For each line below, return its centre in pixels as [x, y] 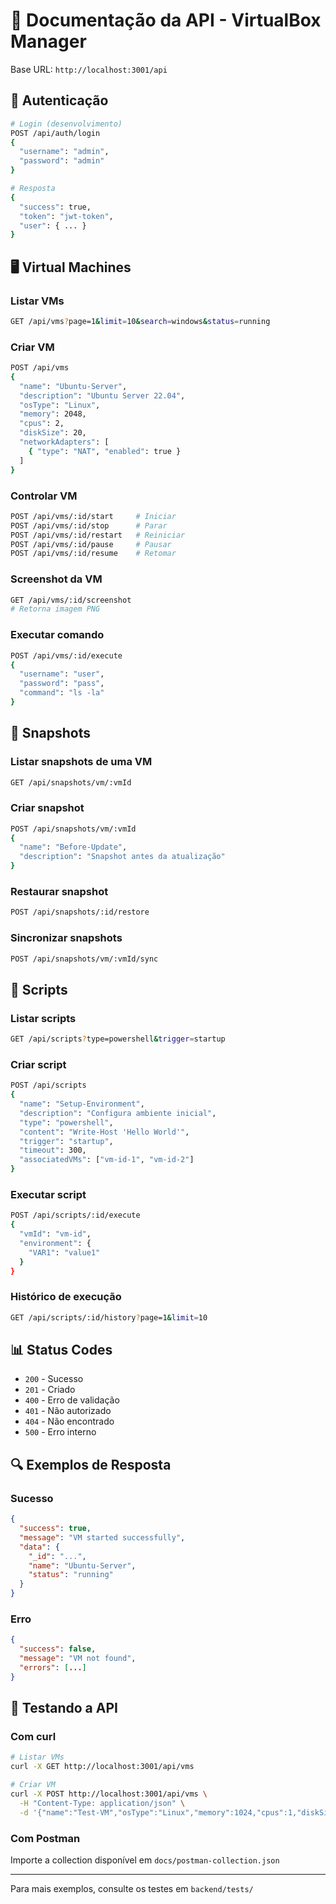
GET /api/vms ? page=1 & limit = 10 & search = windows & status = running [140, 321]
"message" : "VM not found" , [78, 1659]
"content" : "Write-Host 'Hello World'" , [104, 1132]
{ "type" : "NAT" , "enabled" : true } [105, 451]
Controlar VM [44, 496]
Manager [48, 41]
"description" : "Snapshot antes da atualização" [122, 857]
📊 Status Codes [61, 1350]
